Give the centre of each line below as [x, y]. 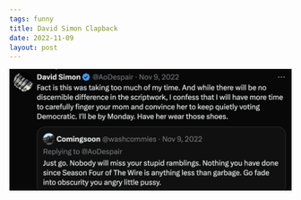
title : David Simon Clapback [64, 28]
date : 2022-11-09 [42, 38]
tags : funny [31, 19]
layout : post [34, 48]
